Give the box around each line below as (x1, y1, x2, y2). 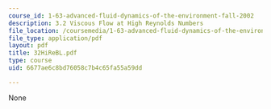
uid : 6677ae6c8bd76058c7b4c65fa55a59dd (8, 64, 143, 72)
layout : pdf (8, 42, 48, 50)
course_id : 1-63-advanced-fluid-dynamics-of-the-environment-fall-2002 (8, 11, 254, 20)
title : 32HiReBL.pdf (8, 49, 78, 57)
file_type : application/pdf (8, 34, 103, 42)
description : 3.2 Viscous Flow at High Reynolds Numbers (8, 19, 204, 27)
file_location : (8, 26, 60, 34)
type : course (8, 57, 52, 65)
